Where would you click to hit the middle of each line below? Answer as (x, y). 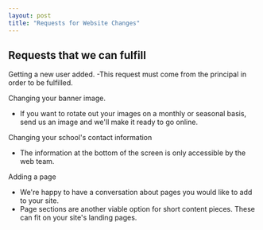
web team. (37, 162)
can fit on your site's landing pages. (78, 218)
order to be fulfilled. (41, 83)
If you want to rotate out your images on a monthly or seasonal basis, (133, 114)
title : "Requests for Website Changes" (74, 23)
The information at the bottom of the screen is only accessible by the (133, 153)
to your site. (39, 201)
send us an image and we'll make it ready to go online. (109, 122)
